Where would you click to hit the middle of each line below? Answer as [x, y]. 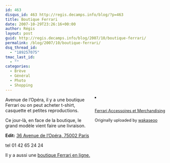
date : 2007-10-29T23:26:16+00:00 [41, 24]
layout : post [19, 33]
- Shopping [21, 85]
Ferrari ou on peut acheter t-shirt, [40, 105]
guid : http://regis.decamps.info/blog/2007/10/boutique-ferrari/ [76, 38]
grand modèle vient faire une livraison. [45, 126]
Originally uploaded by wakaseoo [126, 120]
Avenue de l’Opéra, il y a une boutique [45, 100]
